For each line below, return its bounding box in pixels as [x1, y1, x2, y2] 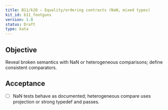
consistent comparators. [5, 64, 58, 71]
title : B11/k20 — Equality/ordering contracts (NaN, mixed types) [5, 7, 151, 13]
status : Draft [5, 21, 36, 27]
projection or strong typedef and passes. [12, 98, 100, 105]
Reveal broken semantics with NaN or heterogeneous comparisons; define [5, 59, 163, 65]
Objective [5, 46, 38, 54]
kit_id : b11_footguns [5, 12, 52, 17]
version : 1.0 [5, 17, 33, 22]
